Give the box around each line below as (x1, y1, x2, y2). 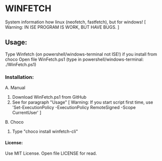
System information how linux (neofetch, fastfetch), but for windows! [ (5, 19, 146, 25)
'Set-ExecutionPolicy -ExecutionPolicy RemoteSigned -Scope (12, 105, 136, 110)
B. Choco (5, 119, 24, 125)
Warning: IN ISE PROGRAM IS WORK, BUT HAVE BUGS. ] (5, 24, 120, 30)
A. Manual (5, 85, 25, 90)
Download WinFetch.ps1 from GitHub (12, 94, 87, 100)
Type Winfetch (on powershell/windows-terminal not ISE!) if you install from (5, 51, 157, 57)
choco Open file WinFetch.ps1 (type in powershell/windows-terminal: (5, 56, 144, 62)
